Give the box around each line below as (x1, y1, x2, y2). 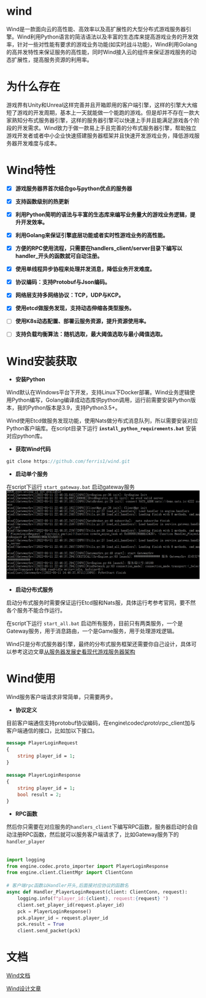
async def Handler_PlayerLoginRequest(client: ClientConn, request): (6, 889, 188, 896)
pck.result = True (17, 921, 64, 928)
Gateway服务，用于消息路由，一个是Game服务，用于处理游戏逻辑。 (6, 627, 178, 635)
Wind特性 (6, 164, 56, 177)
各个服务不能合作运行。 (6, 607, 66, 614)
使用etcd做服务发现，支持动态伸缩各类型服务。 (15, 305, 135, 312)
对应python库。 (6, 432, 46, 440)
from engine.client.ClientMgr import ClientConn (6, 869, 133, 876)
